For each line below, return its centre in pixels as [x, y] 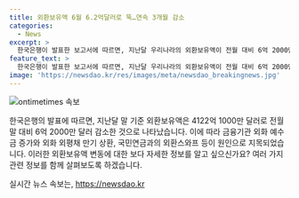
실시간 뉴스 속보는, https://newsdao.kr [77, 184]
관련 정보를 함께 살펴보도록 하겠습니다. [76, 164]
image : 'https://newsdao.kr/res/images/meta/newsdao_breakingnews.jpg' [145, 75]
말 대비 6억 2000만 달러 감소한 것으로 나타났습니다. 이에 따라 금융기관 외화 [139, 131]
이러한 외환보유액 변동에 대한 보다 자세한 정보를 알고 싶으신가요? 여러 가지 [156, 154]
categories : [31, 26]
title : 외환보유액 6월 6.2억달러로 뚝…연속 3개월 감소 [97, 17]
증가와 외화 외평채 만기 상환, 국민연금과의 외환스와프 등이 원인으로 [132, 142]
